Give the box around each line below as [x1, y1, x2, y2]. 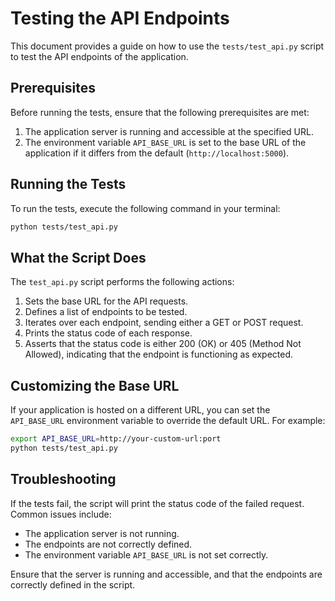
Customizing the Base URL [10, 377, 180, 394]
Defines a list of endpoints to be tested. [24, 306, 188, 318]
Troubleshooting [10, 471, 117, 488]
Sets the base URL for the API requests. [24, 295, 189, 307]
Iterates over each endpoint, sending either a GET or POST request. [24, 317, 304, 329]
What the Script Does [10, 249, 147, 266]
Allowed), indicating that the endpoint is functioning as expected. [24, 348, 294, 361]
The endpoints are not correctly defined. [24, 538, 193, 550]
